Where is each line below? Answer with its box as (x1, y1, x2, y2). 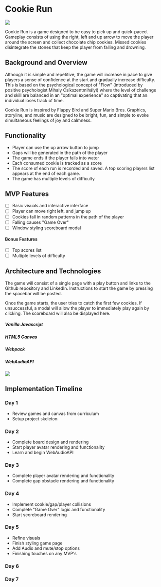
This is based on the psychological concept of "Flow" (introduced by (5, 82, 143, 87)
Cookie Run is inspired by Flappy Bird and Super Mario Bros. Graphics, (5, 107, 147, 113)
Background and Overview (5, 59, 88, 67)
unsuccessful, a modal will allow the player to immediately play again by (5, 305, 149, 311)
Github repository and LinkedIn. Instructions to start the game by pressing (5, 285, 153, 291)
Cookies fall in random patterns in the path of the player (12, 214, 124, 219)
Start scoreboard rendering (12, 512, 67, 518)
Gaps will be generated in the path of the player (12, 150, 108, 155)
